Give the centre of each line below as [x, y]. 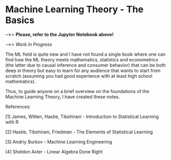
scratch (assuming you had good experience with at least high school [79, 76]
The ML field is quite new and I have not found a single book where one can [85, 54]
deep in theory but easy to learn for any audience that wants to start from [83, 71]
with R [12, 122]
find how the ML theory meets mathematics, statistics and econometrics [82, 59]
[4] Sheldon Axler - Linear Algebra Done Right [54, 151]
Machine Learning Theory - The [74, 9]
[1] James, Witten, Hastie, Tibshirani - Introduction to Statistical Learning [82, 117]
